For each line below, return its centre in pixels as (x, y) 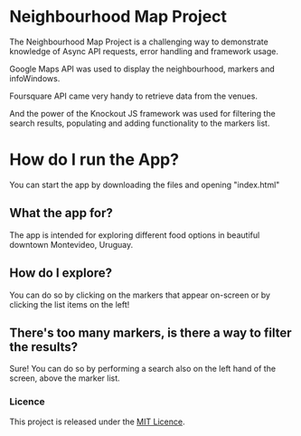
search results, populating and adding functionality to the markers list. (140, 123)
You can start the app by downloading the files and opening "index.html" (145, 185)
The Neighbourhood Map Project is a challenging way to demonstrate (139, 42)
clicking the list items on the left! (70, 304)
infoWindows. (35, 78)
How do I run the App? (94, 160)
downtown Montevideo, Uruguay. (71, 244)
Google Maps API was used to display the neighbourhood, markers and (142, 69)
